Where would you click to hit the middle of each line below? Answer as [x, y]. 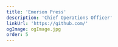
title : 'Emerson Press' [36, 12]
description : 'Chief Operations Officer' [60, 18]
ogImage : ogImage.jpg [34, 29]
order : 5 [17, 35]
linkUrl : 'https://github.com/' [47, 23]
